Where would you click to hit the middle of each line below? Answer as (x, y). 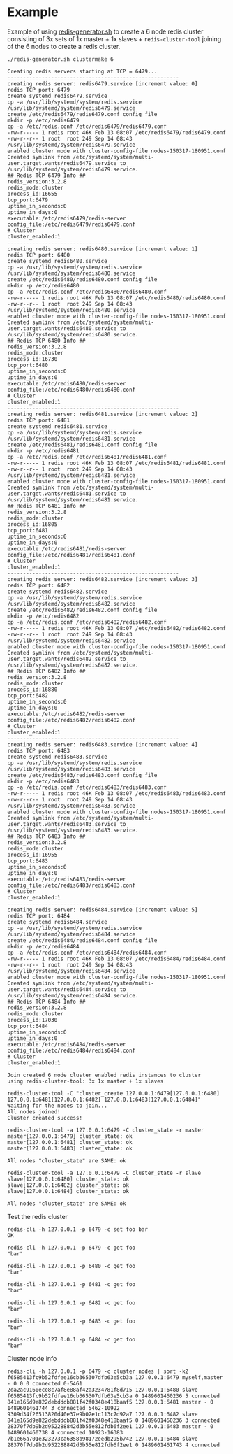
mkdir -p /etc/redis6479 (43, 120)
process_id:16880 (32, 690)
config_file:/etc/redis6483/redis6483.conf (72, 885)
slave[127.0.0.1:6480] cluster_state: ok (68, 1179)
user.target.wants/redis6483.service (62, 824)
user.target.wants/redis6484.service (62, 989)
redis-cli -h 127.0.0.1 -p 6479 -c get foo (72, 1248)
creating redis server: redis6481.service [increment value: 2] (103, 414)
